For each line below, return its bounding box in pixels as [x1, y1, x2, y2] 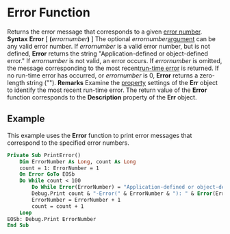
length [7, 78, 25, 86]
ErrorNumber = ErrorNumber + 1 [31, 196, 121, 203]
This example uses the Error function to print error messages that [7, 131, 192, 139]
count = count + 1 [31, 202, 84, 210]
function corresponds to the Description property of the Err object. [7, 93, 197, 101]
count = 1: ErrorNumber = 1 [19, 165, 99, 172]
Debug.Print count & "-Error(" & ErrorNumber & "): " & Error [31, 190, 213, 197]
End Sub [7, 222, 29, 229]
